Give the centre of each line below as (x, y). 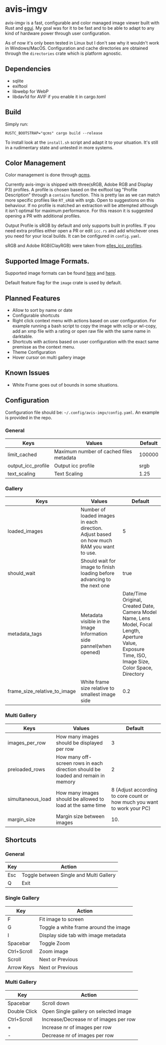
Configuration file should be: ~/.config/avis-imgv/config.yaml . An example (82, 412)
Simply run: (17, 124)
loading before (98, 573)
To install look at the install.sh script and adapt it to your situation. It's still (82, 142)
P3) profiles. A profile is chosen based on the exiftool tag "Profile (71, 190)
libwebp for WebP (30, 91)
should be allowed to (80, 799)
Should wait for (98, 561)
